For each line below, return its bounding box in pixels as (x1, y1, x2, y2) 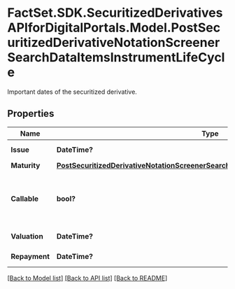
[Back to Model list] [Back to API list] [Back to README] (7, 274, 168, 282)
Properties (7, 108, 55, 120)
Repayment (10, 251, 50, 261)
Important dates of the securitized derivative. (7, 87, 138, 96)
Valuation (10, 231, 43, 241)
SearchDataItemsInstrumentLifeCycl (7, 50, 225, 66)
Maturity (10, 160, 41, 170)
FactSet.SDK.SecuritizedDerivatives (7, 5, 223, 21)
